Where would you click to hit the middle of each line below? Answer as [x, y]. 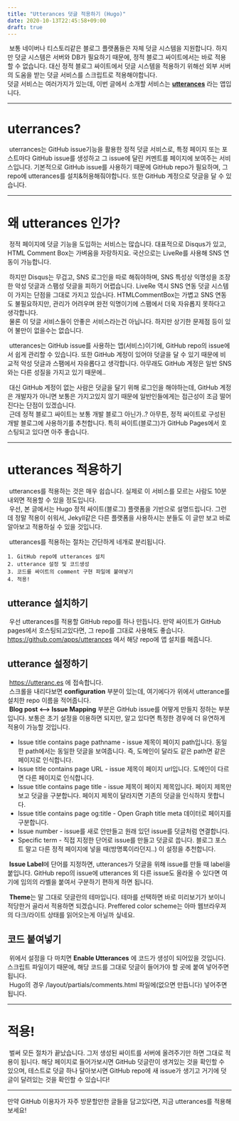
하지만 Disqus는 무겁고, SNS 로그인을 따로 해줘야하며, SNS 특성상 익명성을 [113, 277]
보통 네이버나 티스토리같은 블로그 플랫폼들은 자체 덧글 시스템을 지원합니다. [112, 48]
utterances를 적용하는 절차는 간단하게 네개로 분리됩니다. [87, 542]
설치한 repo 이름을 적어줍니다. [49, 700]
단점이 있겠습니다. [51, 405]
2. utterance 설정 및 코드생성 [48, 564]
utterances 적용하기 [65, 470]
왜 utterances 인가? [64, 223]
